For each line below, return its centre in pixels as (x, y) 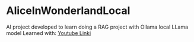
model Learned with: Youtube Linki (49, 33)
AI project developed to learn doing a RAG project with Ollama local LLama (97, 27)
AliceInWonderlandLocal (68, 11)
